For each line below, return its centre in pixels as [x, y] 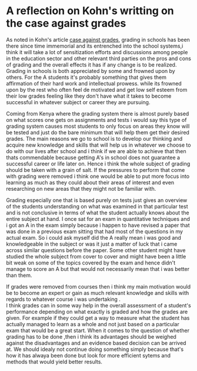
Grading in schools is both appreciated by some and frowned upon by [91, 71]
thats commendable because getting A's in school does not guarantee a [93, 157]
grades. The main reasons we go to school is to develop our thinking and [94, 138]
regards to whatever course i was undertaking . [63, 299]
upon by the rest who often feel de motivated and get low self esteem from [97, 90]
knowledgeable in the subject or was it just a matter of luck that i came [92, 244]
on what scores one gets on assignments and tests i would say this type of [96, 120]
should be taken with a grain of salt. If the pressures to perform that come [96, 170]
